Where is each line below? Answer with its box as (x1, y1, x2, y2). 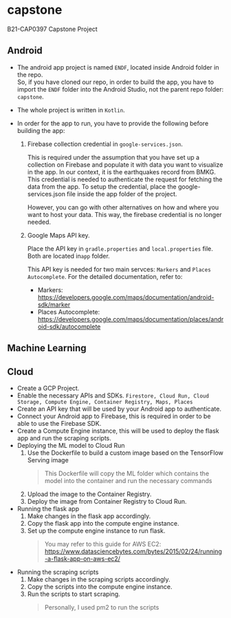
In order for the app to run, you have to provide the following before (16, 119, 209, 127)
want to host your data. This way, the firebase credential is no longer (27, 210, 222, 218)
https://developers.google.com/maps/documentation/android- (37, 293, 214, 301)
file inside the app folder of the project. (66, 189, 177, 198)
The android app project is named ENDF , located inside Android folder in (16, 63, 219, 71)
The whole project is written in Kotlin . (16, 105, 125, 114)
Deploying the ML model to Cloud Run (16, 441, 125, 449)
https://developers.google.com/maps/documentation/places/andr (37, 315, 224, 323)
